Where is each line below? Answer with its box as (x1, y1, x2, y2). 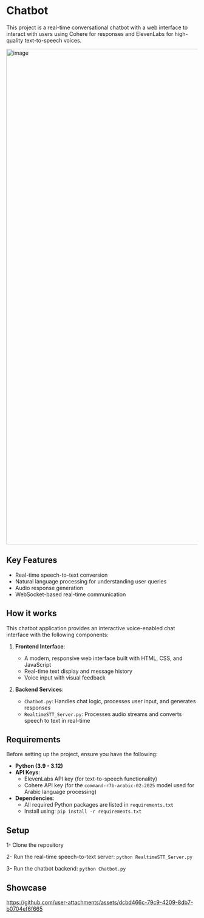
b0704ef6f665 (6, 905, 43, 913)
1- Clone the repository (6, 841, 64, 849)
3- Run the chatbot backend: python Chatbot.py (6, 865, 126, 872)
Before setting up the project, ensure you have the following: (6, 751, 158, 758)
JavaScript (24, 661, 52, 668)
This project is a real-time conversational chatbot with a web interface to (6, 24, 188, 31)
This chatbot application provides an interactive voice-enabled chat (6, 624, 175, 631)
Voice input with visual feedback (24, 673, 106, 681)
